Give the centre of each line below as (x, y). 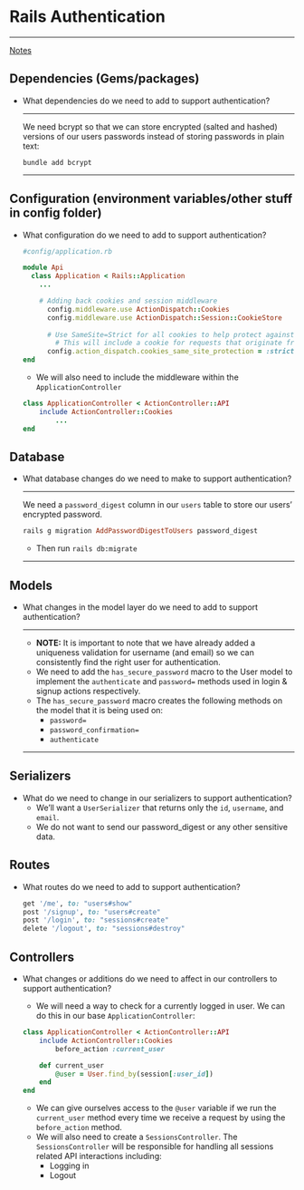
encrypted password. (62, 515)
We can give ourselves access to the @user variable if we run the (156, 1108)
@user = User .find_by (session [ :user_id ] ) (135, 1074)
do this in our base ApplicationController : (116, 1016)
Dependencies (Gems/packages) (104, 79)
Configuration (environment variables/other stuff (151, 199)
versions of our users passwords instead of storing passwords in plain (153, 136)
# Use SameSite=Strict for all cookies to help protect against (171, 334)
